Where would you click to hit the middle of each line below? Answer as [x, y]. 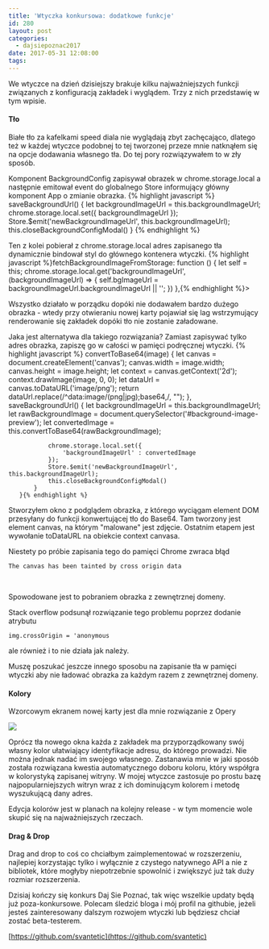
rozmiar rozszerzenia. [44, 880]
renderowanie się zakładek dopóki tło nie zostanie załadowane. [114, 321]
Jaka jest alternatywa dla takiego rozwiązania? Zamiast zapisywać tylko [128, 337]
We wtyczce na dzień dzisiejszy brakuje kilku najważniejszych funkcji [124, 83]
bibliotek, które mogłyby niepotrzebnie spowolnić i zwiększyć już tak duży [132, 871]
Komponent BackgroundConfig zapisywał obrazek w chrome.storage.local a [134, 179]
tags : [17, 61]
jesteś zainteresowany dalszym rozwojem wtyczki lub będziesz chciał [124, 913]
